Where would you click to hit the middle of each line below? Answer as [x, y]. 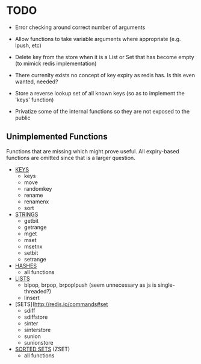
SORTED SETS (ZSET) [42, 349]
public [23, 118]
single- [166, 285]
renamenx [36, 201]
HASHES [26, 266]
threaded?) [38, 291]
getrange [35, 227]
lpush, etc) [28, 45]
